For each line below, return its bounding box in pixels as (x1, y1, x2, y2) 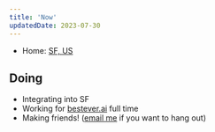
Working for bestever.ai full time (21, 103, 139, 114)
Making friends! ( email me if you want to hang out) (21, 113, 206, 123)
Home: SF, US (21, 45, 73, 55)
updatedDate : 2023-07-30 (9, 21, 101, 30)
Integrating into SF (21, 94, 90, 105)
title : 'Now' (9, 12, 58, 22)
